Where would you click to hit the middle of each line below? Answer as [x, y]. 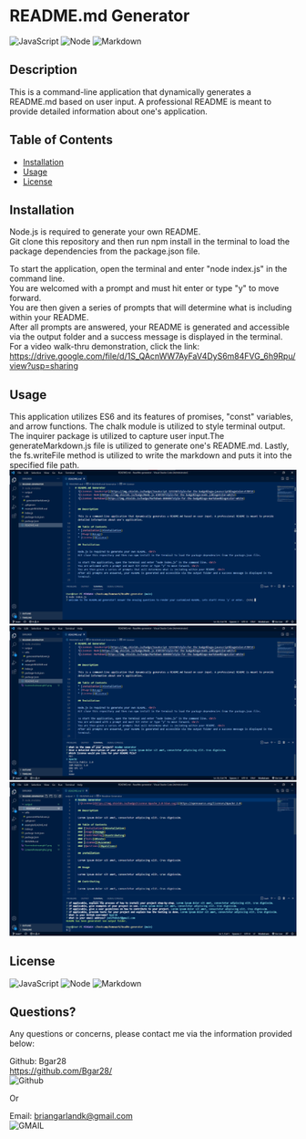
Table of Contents [61, 140]
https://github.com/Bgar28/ [61, 1071]
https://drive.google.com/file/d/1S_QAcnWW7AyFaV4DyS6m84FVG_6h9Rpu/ [153, 356]
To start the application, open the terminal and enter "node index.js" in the [148, 269]
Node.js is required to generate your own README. [105, 232]
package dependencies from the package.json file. [105, 251]
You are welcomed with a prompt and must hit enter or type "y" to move [144, 288]
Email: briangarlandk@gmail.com [71, 1116]
